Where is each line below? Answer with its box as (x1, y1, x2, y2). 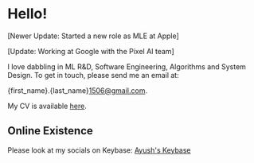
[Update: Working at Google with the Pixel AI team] (7, 46, 174, 56)
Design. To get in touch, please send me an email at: (7, 70, 180, 80)
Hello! (7, 5, 48, 23)
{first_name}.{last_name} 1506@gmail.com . (7, 85, 148, 95)
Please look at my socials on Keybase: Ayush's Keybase (7, 145, 192, 155)
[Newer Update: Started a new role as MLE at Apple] (7, 31, 180, 41)
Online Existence (7, 124, 93, 138)
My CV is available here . (7, 101, 87, 111)
